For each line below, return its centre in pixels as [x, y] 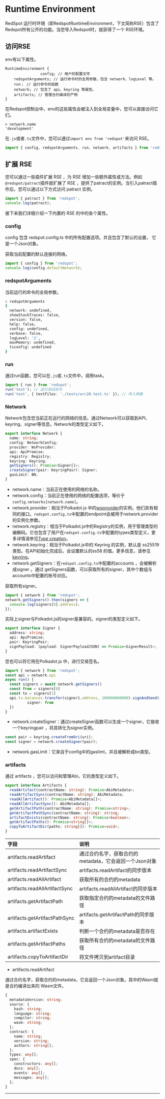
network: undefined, [30, 311]
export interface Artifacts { [36, 785]
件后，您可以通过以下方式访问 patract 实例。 [50, 189]
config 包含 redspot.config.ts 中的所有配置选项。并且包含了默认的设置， [78, 238]
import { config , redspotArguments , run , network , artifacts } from [77, 148]
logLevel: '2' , [25, 338]
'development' [20, 128]
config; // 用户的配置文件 [65, 74]
